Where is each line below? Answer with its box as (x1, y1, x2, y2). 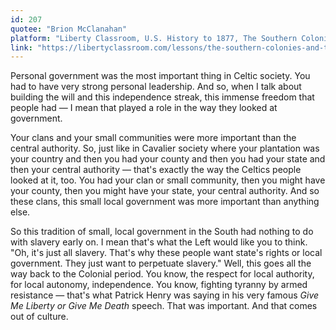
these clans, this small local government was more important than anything (10, 196, 320, 208)
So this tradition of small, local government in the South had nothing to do (10, 226, 314, 238)
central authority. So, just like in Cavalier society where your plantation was (10, 142, 320, 155)
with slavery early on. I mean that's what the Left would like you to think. (10, 236, 308, 248)
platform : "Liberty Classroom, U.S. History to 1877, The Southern (10, 33, 298, 43)
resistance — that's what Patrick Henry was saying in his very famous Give (10, 289, 320, 301)
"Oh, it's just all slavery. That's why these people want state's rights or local (10, 247, 323, 259)
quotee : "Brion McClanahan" (10, 24, 128, 34)
